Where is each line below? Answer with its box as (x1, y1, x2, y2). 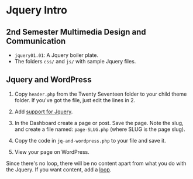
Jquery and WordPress (6, 75, 92, 85)
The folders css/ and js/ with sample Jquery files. (14, 58, 136, 65)
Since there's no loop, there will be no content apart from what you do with (6, 160, 187, 167)
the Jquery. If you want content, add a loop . (6, 166, 112, 173)
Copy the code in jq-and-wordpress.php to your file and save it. (14, 137, 166, 144)
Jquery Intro (6, 4, 67, 17)
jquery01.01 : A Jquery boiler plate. (14, 52, 98, 59)
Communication (6, 36, 66, 46)
